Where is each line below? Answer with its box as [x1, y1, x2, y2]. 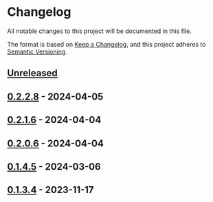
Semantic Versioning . [7, 47, 67, 56]
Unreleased [7, 67, 58, 79]
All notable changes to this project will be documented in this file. [7, 27, 192, 35]
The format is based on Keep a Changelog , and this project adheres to [7, 40, 206, 48]
